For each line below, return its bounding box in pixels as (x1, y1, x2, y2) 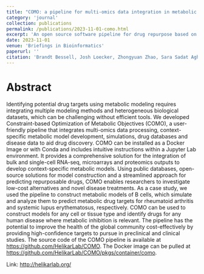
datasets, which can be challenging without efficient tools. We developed (6, 113, 189, 120)
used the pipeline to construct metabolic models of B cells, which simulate (6, 191, 192, 198)
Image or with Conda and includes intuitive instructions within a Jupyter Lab (6, 145, 196, 152)
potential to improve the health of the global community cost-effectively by (6, 223, 194, 230)
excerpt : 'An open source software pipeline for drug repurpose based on (6, 32, 197, 38)
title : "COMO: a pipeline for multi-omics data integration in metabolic (6, 9, 197, 15)
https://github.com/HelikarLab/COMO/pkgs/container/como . (6, 248, 157, 256)
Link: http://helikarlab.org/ (6, 261, 72, 268)
